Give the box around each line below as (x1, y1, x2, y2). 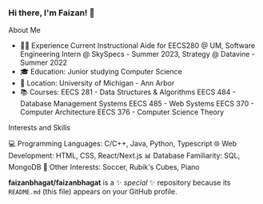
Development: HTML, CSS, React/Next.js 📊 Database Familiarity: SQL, (8, 151, 241, 161)
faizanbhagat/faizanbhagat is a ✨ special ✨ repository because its (8, 178, 231, 187)
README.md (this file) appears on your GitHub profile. (8, 187, 177, 197)
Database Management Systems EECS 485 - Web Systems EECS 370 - (19, 99, 254, 109)
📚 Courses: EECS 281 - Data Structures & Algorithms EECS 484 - (19, 87, 236, 97)
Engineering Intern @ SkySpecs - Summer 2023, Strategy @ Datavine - (19, 50, 256, 59)
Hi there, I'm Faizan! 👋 (8, 7, 95, 18)
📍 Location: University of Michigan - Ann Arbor (19, 78, 175, 88)
